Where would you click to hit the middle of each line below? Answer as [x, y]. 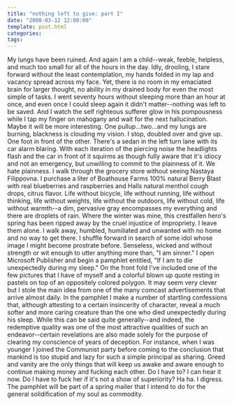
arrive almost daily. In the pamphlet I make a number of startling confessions [117, 297]
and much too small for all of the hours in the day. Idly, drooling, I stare [109, 67]
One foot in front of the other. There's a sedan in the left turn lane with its [112, 141]
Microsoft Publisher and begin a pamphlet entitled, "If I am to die [100, 260]
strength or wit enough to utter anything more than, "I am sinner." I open [111, 253]
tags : [15, 40]
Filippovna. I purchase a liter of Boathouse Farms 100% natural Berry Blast [114, 178]
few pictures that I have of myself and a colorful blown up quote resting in [114, 275]
